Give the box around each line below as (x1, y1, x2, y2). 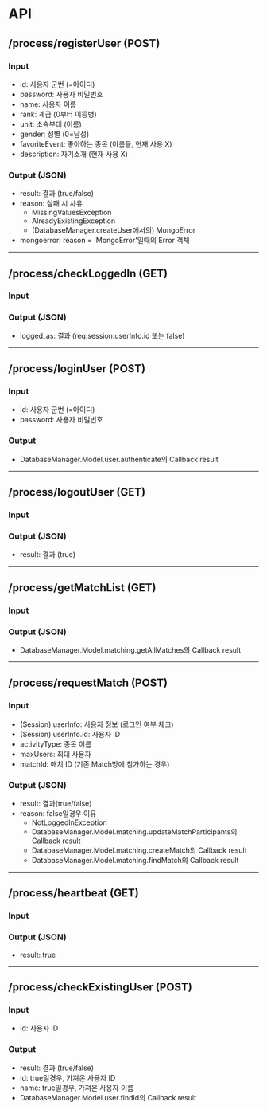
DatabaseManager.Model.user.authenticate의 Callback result (19, 454, 219, 464)
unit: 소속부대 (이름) (19, 119, 82, 128)
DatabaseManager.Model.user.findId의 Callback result (19, 1092, 197, 1102)
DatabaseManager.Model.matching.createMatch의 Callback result (31, 845, 248, 855)
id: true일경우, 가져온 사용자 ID (19, 1073, 116, 1082)
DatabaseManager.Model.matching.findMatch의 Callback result (31, 855, 239, 865)
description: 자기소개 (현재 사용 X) (19, 149, 129, 159)
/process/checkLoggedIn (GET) (8, 266, 168, 280)
